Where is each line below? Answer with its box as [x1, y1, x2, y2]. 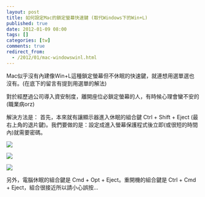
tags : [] [6, 32, 29, 38]
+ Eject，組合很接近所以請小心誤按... [6, 184, 99, 191]
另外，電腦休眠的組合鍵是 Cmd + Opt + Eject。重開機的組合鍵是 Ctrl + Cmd [6, 176, 196, 184]
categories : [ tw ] [6, 37, 51, 43]
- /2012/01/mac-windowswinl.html [12, 54, 97, 61]
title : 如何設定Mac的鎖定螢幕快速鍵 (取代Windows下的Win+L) [6, 15, 148, 21]
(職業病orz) [6, 100, 35, 108]
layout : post [6, 9, 40, 15]
